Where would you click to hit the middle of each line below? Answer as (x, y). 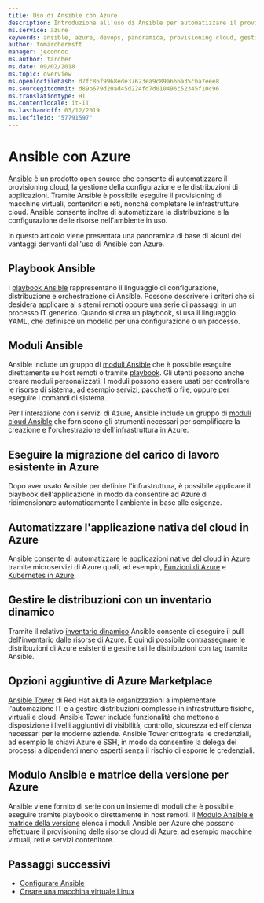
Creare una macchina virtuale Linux (77, 892)
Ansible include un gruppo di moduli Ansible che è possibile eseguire (120, 365)
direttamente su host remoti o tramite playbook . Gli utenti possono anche (126, 373)
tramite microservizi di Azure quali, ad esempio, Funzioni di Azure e (117, 567)
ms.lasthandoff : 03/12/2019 (54, 111)
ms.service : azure (38, 30)
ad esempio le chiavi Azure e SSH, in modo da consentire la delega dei (123, 742)
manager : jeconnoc (38, 52)
